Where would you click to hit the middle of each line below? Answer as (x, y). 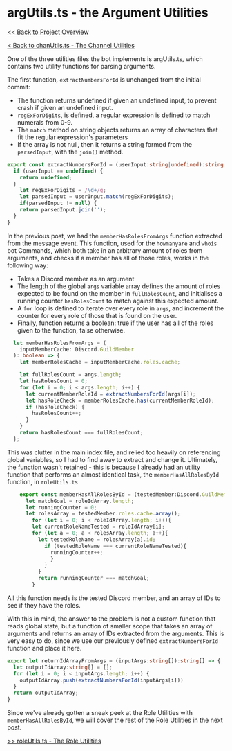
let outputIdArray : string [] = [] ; (63, 667)
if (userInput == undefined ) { (58, 171)
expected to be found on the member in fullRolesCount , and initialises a (119, 293)
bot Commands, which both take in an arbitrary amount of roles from (105, 250)
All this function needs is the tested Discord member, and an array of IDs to (114, 598)
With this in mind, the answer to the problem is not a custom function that (112, 619)
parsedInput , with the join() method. (70, 152)
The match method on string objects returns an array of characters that (118, 130)
